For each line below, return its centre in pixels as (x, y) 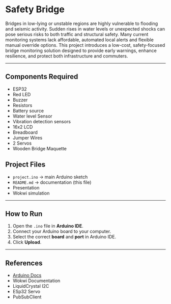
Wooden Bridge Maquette (40, 148)
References (24, 263)
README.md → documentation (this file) (52, 182)
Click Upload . (27, 242)
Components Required (42, 77)
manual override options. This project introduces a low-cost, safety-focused (85, 45)
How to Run (24, 214)
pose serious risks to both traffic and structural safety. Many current (77, 34)
